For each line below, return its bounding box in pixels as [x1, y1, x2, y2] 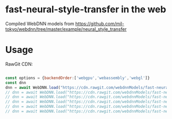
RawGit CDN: [5, 61, 33, 67]
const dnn [5, 80, 27, 85]
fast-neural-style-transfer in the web [5, 4, 166, 15]
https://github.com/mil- [75, 21, 124, 27]
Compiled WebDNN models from [5, 21, 74, 27]
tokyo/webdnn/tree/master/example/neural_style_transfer [5, 26, 127, 32]
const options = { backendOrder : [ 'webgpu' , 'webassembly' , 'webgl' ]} [5, 75, 150, 81]
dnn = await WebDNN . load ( [5, 85, 60, 90]
